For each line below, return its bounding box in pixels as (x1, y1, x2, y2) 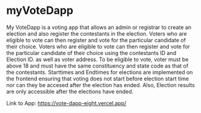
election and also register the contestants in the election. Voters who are (6, 30, 188, 37)
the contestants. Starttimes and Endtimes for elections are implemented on (6, 68, 193, 76)
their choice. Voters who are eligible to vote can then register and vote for (6, 43, 191, 50)
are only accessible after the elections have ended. (6, 88, 134, 95)
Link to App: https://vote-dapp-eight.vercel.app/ (6, 99, 127, 106)
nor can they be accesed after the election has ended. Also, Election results (6, 81, 195, 88)
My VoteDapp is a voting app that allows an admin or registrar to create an (6, 24, 192, 31)
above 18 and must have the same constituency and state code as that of (6, 62, 189, 69)
